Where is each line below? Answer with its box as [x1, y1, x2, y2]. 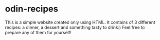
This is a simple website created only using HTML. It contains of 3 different [5, 19, 156, 25]
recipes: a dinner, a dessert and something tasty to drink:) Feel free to [5, 24, 145, 30]
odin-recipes [5, 3, 58, 14]
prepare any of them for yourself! [5, 29, 72, 35]
